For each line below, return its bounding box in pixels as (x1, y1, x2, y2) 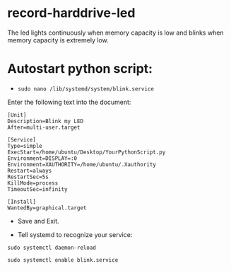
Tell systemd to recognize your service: (17, 230, 133, 238)
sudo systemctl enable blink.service (7, 256, 119, 263)
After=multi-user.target (7, 124, 81, 131)
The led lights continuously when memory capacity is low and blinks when (7, 28, 224, 37)
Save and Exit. (17, 217, 59, 225)
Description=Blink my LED (7, 117, 83, 125)
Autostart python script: (7, 61, 153, 77)
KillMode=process (7, 179, 59, 187)
